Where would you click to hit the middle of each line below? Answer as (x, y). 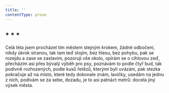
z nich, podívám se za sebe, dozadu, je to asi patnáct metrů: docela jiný (80, 80)
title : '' (16, 10)
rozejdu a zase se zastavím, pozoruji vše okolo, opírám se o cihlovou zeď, (83, 58)
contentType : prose (26, 15)
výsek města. (19, 85)
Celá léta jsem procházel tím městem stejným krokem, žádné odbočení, (80, 48)
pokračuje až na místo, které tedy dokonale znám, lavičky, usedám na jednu (85, 75)
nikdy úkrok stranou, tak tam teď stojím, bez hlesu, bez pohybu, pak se (80, 53)
